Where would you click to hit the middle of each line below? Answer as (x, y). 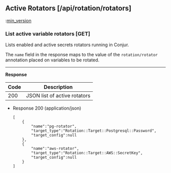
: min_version (18, 20)
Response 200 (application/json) (47, 108)
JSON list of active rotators (58, 96)
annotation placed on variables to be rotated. (52, 60)
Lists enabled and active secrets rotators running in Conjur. (67, 45)
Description (58, 87)
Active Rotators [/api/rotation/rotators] (68, 8)
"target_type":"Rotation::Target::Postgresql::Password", (94, 131)
